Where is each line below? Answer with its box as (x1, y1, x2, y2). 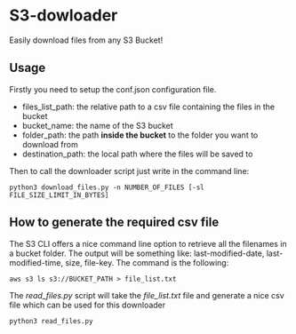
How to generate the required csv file (9, 215, 220, 230)
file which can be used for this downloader (9, 299, 166, 310)
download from (21, 139, 78, 149)
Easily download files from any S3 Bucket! (9, 35, 164, 45)
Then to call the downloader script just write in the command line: (9, 165, 250, 176)
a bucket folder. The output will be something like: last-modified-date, (9, 248, 265, 258)
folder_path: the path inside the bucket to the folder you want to (21, 130, 259, 140)
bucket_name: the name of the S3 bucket (21, 120, 173, 131)
